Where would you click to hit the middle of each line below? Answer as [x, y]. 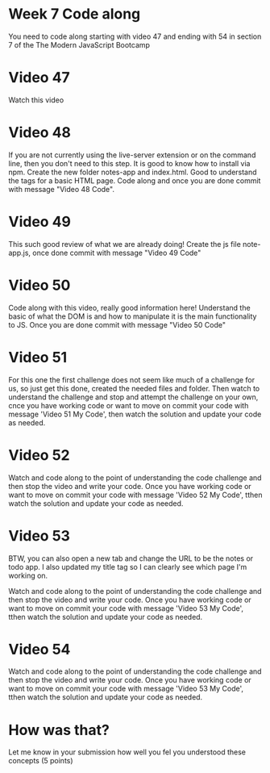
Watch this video [36, 100]
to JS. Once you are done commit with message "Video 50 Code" [117, 324]
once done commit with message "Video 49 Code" [116, 253]
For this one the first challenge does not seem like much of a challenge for [132, 379]
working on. [28, 575]
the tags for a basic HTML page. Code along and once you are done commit [135, 180]
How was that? [59, 730]
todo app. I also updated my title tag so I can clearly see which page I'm [128, 566]
